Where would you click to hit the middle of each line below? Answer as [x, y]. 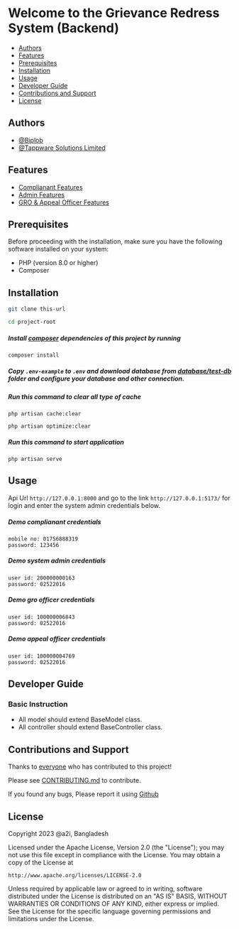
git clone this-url [37, 309]
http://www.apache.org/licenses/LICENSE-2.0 [75, 876]
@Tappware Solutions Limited [62, 148]
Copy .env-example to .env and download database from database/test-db [120, 371]
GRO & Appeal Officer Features [63, 202]
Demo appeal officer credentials [57, 639]
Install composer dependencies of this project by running [95, 338]
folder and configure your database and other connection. [96, 379]
